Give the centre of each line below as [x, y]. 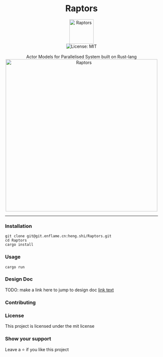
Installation [19, 226]
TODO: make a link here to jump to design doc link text [59, 290]
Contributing [20, 302]
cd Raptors [16, 241]
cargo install [19, 245]
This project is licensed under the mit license [50, 326]
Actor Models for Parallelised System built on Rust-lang [81, 56]
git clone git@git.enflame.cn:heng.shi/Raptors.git [58, 236]
